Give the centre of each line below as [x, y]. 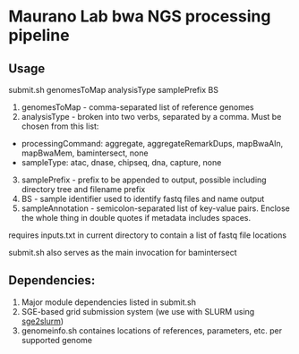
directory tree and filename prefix [83, 189]
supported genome [57, 340]
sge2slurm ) [43, 321]
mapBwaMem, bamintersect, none [85, 153]
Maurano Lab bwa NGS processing [140, 17]
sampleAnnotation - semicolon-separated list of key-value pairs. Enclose [155, 208]
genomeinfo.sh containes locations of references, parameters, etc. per [152, 330]
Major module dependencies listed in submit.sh [108, 302]
